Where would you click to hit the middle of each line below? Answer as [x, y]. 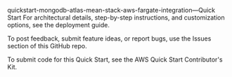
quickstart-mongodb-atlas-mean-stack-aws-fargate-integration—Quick [111, 10]
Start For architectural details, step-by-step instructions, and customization [116, 17]
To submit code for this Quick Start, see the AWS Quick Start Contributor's [115, 59]
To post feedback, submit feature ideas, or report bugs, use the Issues [109, 38]
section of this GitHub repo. [47, 46]
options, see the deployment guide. [59, 25]
